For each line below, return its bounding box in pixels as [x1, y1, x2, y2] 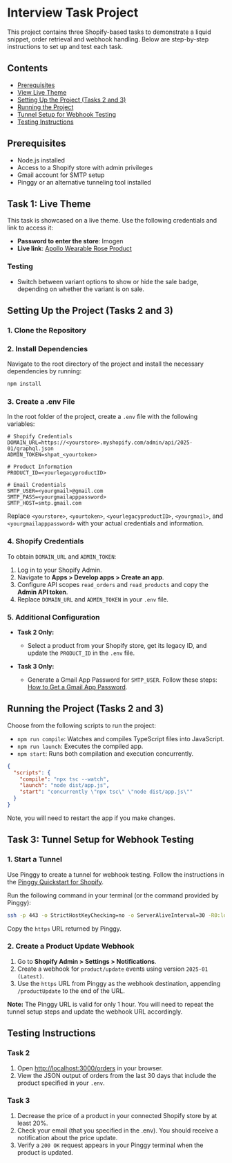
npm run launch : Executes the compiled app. [17, 742, 144, 750]
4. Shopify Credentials [7, 537, 84, 546]
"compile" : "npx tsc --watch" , [19, 776, 110, 783]
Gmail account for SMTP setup [17, 171, 105, 179]
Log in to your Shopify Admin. [17, 566, 102, 574]
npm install [7, 380, 41, 388]
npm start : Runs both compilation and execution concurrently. [17, 749, 194, 758]
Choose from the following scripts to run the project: [7, 721, 157, 729]
